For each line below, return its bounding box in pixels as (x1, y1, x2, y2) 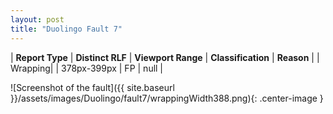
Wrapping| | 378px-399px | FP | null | (10, 62, 164, 74)
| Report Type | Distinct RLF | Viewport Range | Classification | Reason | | (10, 51, 320, 63)
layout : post (10, 14, 65, 25)
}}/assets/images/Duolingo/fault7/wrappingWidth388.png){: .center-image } (10, 92, 324, 104)
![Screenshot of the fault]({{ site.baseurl (10, 81, 175, 93)
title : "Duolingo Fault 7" (10, 24, 123, 34)
